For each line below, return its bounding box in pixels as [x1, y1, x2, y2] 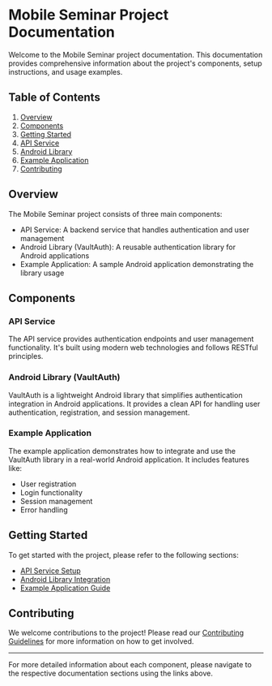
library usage [19, 268, 65, 278]
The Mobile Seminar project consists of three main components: [8, 209, 223, 218]
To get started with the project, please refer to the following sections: [8, 550, 239, 559]
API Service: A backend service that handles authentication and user [19, 225, 249, 235]
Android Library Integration [19, 574, 111, 584]
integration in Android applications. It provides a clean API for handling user [8, 399, 261, 408]
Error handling [19, 505, 68, 515]
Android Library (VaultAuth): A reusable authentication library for [19, 242, 236, 252]
